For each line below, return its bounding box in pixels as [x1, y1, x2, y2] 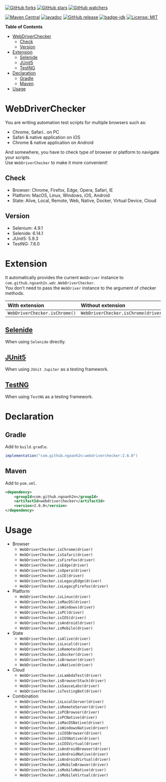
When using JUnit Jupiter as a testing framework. [5, 366, 109, 372]
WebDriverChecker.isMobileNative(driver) [19, 767, 106, 773]
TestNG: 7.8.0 [12, 241, 40, 247]
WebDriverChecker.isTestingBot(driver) [19, 689, 102, 694]
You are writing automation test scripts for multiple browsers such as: [5, 119, 147, 125]
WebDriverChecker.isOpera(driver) [19, 568, 91, 573]
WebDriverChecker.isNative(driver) [19, 662, 93, 667]
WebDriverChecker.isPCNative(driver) [19, 715, 98, 720]
